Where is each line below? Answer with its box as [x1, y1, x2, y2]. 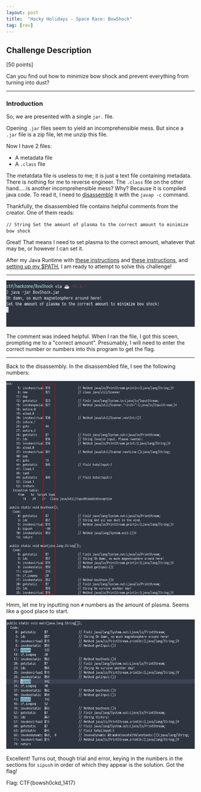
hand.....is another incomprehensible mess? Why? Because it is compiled [6, 185, 186, 192]
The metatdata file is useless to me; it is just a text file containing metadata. [6, 172, 192, 179]
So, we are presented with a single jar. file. [6, 113, 114, 120]
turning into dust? [6, 79, 50, 86]
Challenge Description [6, 45, 92, 55]
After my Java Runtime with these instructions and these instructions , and [6, 257, 188, 264]
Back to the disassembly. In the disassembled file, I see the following [6, 363, 176, 370]
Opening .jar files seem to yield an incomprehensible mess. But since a [6, 124, 184, 132]
